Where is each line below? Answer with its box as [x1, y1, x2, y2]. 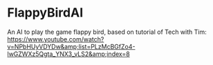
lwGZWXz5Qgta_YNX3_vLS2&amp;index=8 [7, 50, 130, 58]
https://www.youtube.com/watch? [7, 35, 104, 43]
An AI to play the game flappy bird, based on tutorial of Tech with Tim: [7, 28, 207, 36]
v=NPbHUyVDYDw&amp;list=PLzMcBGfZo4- [7, 42, 136, 50]
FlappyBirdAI [7, 5, 84, 21]
